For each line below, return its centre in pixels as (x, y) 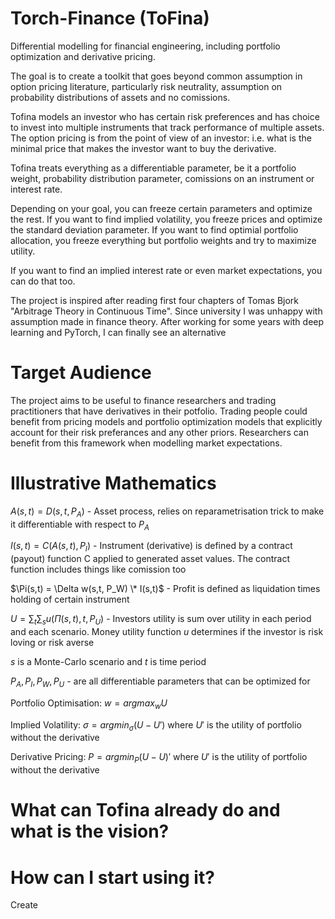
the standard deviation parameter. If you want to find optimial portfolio (154, 229)
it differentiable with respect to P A (80, 525)
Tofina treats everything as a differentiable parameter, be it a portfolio (153, 168)
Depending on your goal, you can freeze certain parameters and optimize (161, 208)
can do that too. (43, 281)
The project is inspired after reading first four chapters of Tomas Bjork (155, 300)
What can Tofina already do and (145, 810)
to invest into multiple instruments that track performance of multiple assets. (167, 127)
